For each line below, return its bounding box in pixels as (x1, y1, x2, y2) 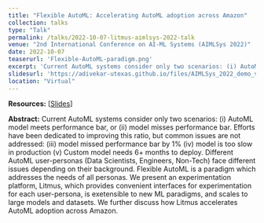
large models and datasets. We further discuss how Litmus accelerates (8, 197, 238, 207)
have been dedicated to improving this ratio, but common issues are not (8, 130, 241, 140)
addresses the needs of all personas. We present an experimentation (8, 172, 232, 181)
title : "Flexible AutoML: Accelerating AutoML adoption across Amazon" (8, 11, 247, 20)
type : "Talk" (8, 26, 51, 34)
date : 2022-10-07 (8, 48, 65, 56)
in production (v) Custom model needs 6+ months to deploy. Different (8, 147, 234, 157)
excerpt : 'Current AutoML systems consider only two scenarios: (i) (8, 63, 237, 71)
